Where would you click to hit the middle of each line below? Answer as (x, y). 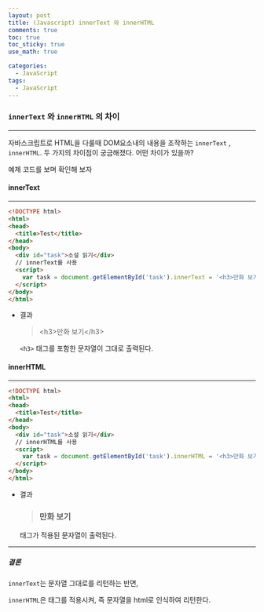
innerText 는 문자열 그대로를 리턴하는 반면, (73, 583)
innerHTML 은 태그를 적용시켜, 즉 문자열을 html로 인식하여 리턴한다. (109, 600)
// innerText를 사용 (46, 263)
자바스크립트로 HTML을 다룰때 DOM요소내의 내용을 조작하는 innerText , (119, 143)
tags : (17, 80)
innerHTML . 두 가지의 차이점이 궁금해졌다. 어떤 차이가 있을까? (101, 152)
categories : (27, 66)
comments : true (33, 30)
